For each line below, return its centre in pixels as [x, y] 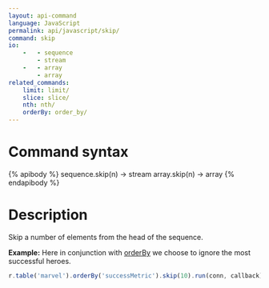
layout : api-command [43, 16]
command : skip [32, 38]
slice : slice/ [46, 98]
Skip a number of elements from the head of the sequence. [106, 237]
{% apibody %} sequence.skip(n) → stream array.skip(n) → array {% [121, 174]
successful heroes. [40, 261]
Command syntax [68, 152]
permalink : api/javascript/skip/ [64, 30]
